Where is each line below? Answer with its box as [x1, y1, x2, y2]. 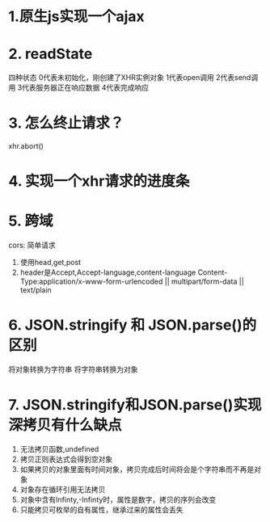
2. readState [8, 45, 93, 63]
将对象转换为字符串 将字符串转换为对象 [8, 364, 138, 374]
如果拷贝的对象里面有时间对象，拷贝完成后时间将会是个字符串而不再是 [19, 465, 255, 474]
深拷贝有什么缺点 [8, 416, 123, 435]
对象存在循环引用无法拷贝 [19, 485, 106, 495]
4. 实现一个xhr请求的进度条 [8, 172, 190, 191]
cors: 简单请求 [8, 240, 57, 250]
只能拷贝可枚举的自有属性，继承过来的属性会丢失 [19, 505, 184, 515]
